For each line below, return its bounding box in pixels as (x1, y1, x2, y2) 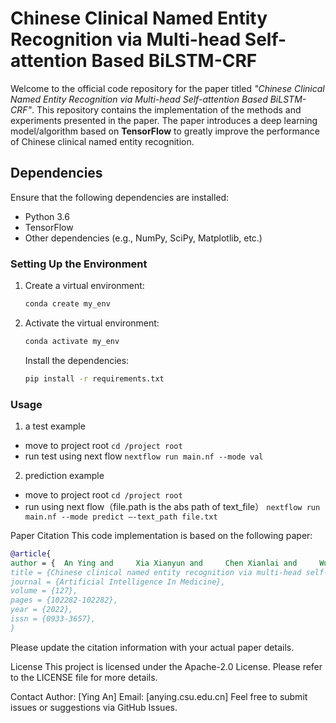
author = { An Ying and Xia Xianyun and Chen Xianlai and (10, 558, 298, 568)
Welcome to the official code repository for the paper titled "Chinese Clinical (10, 82, 325, 94)
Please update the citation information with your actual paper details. (10, 641, 295, 653)
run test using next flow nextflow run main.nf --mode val (24, 450, 264, 462)
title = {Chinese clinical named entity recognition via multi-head (10, 567, 302, 577)
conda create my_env (24, 299, 111, 309)
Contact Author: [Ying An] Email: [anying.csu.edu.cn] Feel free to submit (10, 690, 308, 702)
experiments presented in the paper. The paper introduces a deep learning (10, 114, 318, 126)
